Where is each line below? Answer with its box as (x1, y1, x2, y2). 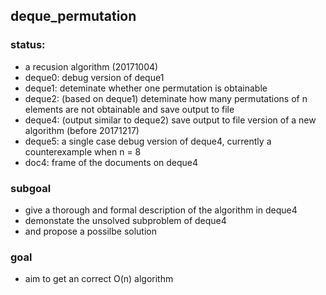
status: (10, 38, 46, 52)
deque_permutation (10, 8, 137, 25)
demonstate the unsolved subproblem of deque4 (24, 214, 227, 226)
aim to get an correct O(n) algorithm (24, 273, 174, 285)
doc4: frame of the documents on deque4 (24, 156, 199, 168)
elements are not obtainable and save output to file (24, 103, 235, 115)
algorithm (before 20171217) (24, 124, 140, 136)
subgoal (10, 181, 52, 195)
